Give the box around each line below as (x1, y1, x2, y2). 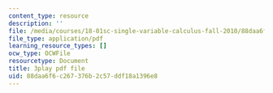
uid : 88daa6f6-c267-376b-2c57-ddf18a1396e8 (8, 72, 158, 80)
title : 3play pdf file (8, 65, 85, 73)
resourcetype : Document (8, 57, 89, 66)
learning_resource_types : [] (8, 42, 107, 50)
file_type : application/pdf (8, 34, 104, 43)
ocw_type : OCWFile (8, 49, 71, 57)
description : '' (8, 19, 63, 27)
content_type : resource (8, 11, 89, 20)
